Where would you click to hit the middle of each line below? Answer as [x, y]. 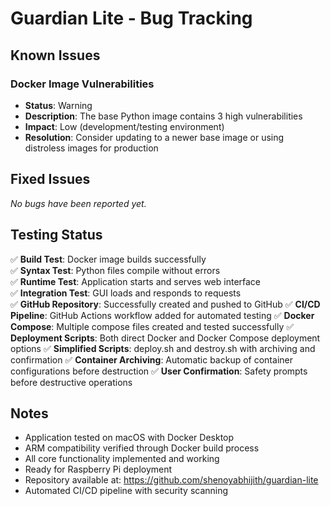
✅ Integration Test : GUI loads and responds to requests [126, 293]
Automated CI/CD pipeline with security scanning [126, 491]
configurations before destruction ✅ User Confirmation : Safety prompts [159, 371]
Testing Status [56, 235]
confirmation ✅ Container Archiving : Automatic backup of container [151, 359]
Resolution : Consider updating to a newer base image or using [154, 137]
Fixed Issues [50, 179]
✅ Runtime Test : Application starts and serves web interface [136, 281]
